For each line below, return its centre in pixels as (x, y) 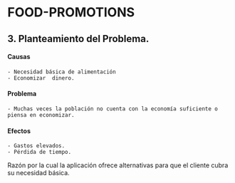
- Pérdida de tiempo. (40, 152)
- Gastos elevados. (36, 146)
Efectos (19, 131)
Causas (19, 57)
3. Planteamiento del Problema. (78, 39)
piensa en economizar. (41, 115)
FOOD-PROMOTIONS (71, 12)
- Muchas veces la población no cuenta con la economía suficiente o (113, 109)
